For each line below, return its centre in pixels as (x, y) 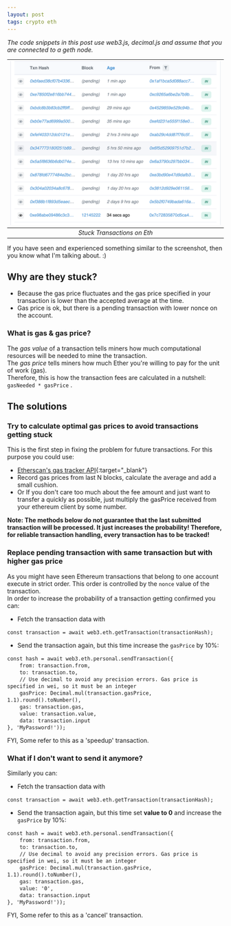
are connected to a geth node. (50, 50)
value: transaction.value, (58, 714)
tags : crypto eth (32, 22)
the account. (35, 315)
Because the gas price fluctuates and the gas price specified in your (114, 293)
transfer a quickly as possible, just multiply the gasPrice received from (117, 500)
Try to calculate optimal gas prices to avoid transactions (103, 426)
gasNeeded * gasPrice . (40, 385)
